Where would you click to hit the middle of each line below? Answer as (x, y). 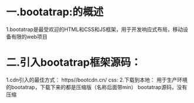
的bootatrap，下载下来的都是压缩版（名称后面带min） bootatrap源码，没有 (97, 87)
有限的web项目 (29, 36)
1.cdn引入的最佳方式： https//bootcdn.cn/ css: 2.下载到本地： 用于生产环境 (97, 80)
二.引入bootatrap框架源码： (74, 63)
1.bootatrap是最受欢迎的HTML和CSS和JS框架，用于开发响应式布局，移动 (95, 29)
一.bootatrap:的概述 (55, 12)
